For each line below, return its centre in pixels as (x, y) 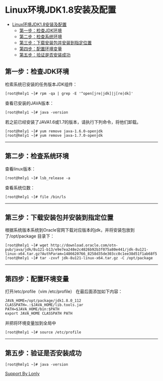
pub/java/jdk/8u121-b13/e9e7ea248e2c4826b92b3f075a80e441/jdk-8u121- (77, 250)
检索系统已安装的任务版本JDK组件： (41, 84)
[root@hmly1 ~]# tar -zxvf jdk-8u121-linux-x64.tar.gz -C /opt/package (79, 258)
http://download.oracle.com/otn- (84, 245)
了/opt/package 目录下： (30, 236)
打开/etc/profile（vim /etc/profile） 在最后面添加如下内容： (64, 291)
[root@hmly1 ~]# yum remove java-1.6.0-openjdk (54, 131)
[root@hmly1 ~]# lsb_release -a (38, 178)
